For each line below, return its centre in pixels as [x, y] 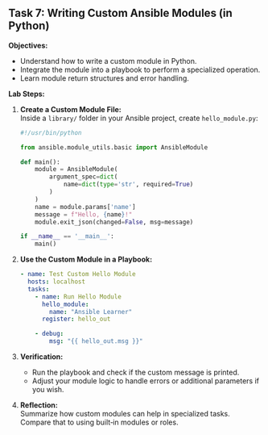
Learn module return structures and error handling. [104, 78]
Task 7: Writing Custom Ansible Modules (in [121, 13]
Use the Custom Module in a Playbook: [86, 259]
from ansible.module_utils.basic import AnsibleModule [114, 147]
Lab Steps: [27, 94]
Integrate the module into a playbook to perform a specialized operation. [140, 69]
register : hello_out [76, 319]
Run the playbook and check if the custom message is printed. [136, 372]
